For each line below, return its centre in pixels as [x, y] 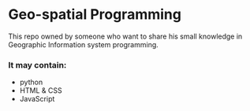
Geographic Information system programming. [84, 44]
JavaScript [37, 99]
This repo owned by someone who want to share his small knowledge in [125, 36]
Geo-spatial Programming [95, 15]
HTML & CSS [41, 91]
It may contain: [37, 65]
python [31, 82]
